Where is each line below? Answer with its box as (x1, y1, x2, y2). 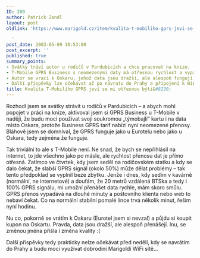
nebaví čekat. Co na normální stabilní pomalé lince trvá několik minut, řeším (6, 196, 192, 204)
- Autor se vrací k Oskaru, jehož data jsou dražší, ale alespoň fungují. (6, 75, 196, 81)
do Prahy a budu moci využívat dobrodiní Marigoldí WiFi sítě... (6, 245, 158, 252)
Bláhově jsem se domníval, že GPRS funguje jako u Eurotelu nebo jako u (6, 128, 183, 135)
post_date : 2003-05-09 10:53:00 (6, 42, 86, 48)
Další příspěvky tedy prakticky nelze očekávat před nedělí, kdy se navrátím (6, 239, 190, 245)
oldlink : (6, 25, 28, 32)
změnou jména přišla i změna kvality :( (6, 228, 101, 234)
